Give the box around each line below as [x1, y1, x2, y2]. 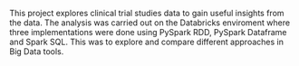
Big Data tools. [9, 46, 64, 57]
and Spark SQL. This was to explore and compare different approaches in [9, 36, 284, 47]
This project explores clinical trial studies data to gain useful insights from [9, 8, 285, 18]
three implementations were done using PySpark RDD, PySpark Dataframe [9, 27, 287, 37]
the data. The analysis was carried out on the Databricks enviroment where [9, 17, 291, 28]
